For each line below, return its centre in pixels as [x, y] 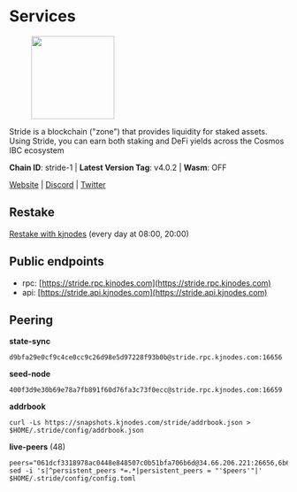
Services [43, 16]
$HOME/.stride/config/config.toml [73, 479]
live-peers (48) [38, 447]
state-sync [30, 342]
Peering [31, 320]
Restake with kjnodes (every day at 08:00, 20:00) [99, 234]
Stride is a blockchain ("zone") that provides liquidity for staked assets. [138, 131]
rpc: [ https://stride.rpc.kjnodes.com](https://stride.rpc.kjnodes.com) [146, 283]
